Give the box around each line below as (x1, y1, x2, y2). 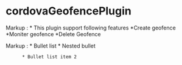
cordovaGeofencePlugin (5, 4, 131, 18)
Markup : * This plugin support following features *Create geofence (5, 24, 176, 31)
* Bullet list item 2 (21, 54, 77, 60)
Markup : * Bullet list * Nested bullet (5, 42, 96, 49)
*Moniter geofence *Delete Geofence (5, 30, 101, 37)
